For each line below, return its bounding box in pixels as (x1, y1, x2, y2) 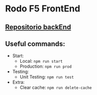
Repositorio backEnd (5, 23, 71, 31)
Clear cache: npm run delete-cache (19, 85, 92, 91)
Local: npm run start (19, 58, 63, 64)
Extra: (12, 79, 25, 85)
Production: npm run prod (19, 63, 72, 70)
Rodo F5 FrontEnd (5, 3, 81, 14)
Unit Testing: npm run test (19, 74, 74, 80)
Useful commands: (5, 39, 66, 48)
